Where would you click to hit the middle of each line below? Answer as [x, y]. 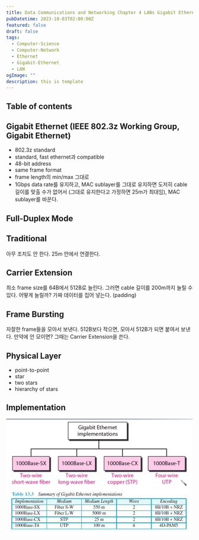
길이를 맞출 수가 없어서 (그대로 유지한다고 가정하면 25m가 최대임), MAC [97, 192]
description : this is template [45, 81]
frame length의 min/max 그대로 [52, 177]
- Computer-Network [36, 50]
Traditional [27, 239]
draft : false [22, 31]
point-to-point [32, 370]
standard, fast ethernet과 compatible [60, 157]
